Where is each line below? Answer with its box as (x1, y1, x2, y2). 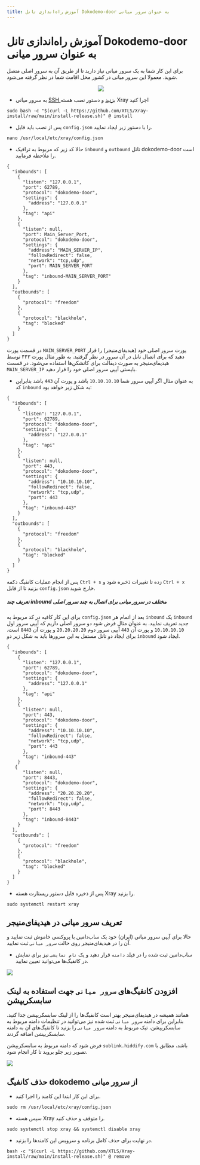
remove (113, 1153, 130, 1160)
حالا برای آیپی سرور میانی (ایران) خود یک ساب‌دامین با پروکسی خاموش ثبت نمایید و (7, 933, 192, 940)
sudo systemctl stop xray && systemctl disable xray (7, 1126, 141, 1132)
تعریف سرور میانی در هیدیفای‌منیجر (7, 917, 122, 927)
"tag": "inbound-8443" (22, 817, 79, 822)
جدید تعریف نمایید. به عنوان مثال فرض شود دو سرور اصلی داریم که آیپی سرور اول (7, 619, 189, 626)
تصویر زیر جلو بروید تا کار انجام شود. (7, 1048, 88, 1056)
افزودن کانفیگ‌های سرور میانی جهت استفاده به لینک (7, 986, 178, 996)
